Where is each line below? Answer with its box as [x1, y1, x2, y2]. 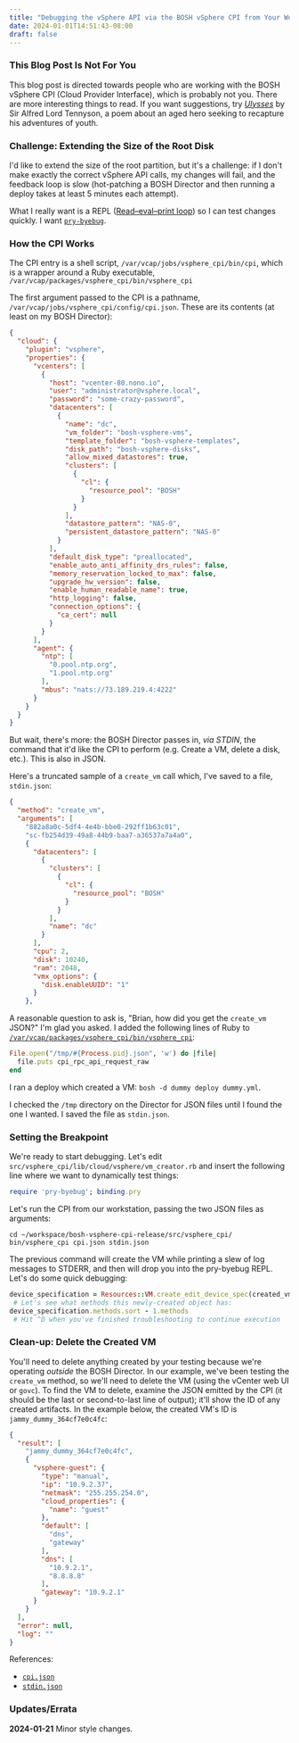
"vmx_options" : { [32, 972, 98, 981]
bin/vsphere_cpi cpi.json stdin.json [9, 1238, 149, 1247]
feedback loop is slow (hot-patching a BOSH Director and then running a [9, 178, 276, 189]
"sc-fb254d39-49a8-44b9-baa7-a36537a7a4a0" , [25, 831, 193, 840]
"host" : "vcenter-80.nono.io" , [48, 378, 166, 387]
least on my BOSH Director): [9, 311, 113, 322]
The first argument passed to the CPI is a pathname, [9, 292, 201, 303]
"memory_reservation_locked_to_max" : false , [48, 569, 217, 578]
